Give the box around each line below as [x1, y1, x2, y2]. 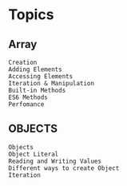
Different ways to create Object [8, 164, 120, 172]
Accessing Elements [8, 73, 73, 81]
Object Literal [8, 150, 59, 158]
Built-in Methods [8, 86, 66, 94]
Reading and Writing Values [8, 157, 102, 165]
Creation [8, 58, 38, 66]
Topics [8, 6, 54, 24]
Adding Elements [8, 65, 62, 73]
